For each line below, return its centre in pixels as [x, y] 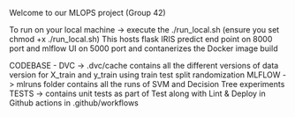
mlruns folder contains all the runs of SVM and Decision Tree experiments [151, 84]
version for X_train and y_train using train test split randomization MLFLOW [145, 75]
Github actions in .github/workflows [74, 103]
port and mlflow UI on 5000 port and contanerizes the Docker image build [144, 48]
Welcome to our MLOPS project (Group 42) [87, 13]
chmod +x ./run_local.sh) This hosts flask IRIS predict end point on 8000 [141, 39]
